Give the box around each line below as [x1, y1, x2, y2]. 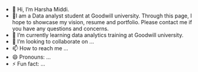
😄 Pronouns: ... [12, 53, 51, 61]
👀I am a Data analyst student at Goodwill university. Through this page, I [12, 12, 192, 19]
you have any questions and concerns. [12, 25, 109, 32]
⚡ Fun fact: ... [12, 61, 45, 67]
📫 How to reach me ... [12, 45, 68, 51]
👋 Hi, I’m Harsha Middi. [12, 6, 70, 13]
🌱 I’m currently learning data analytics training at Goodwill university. [12, 31, 183, 39]
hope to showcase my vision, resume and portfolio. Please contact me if [12, 19, 193, 25]
